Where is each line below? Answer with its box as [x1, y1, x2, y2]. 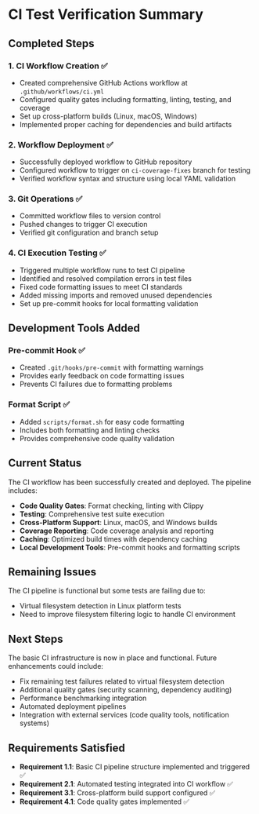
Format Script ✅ [8, 399, 70, 410]
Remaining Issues [8, 565, 96, 579]
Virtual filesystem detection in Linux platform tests [19, 601, 182, 611]
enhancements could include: [8, 662, 104, 671]
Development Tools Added [8, 322, 141, 335]
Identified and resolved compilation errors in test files [19, 273, 192, 283]
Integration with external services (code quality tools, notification [19, 710, 229, 720]
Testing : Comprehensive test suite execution [19, 509, 164, 519]
